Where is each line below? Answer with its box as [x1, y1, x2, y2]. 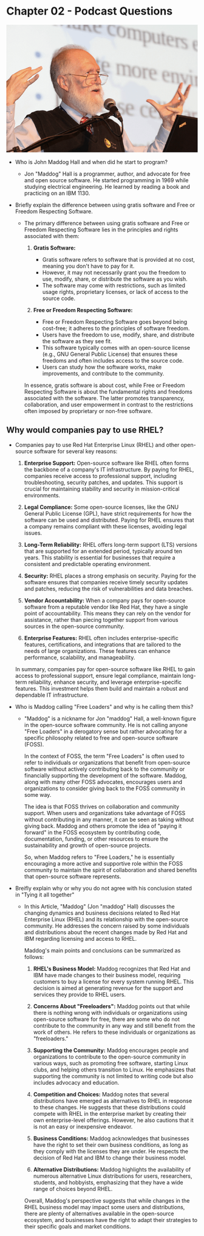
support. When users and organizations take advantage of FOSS [24, 809, 186, 816]
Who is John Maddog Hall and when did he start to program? [15, 158, 168, 165]
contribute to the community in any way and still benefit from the [33, 1022, 195, 1029]
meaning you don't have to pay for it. [42, 262, 135, 270]
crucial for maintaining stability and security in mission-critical [24, 485, 180, 493]
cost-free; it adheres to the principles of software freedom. [42, 324, 190, 332]
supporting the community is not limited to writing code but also [33, 1072, 194, 1079]
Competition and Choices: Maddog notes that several [33, 1090, 169, 1098]
